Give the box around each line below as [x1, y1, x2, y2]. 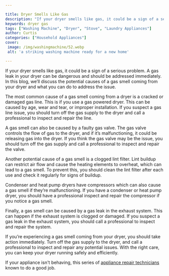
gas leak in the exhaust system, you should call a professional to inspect [5, 218, 155, 225]
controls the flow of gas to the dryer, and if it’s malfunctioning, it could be [5, 130, 157, 136]
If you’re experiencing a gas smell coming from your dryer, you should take [5, 233, 161, 240]
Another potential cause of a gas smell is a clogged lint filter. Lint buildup [5, 156, 156, 162]
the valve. [5, 146, 26, 152]
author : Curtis [5, 31, 37, 36]
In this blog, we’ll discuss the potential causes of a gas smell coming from [5, 78, 158, 84]
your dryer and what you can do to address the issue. [5, 84, 116, 90]
